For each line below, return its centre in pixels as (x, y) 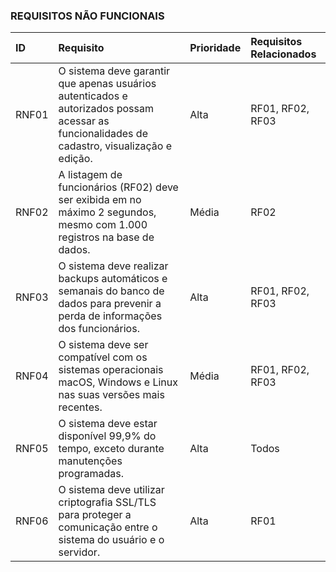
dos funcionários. (99, 329)
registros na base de (106, 237)
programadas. (91, 474)
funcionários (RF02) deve (118, 187)
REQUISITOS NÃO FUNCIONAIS (87, 16)
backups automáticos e (113, 279)
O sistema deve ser (103, 345)
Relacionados (283, 54)
